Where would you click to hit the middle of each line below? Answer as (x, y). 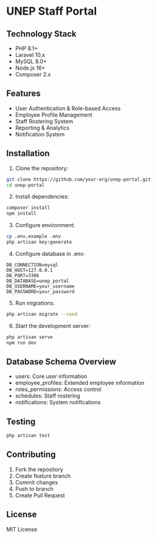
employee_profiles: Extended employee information (80, 383)
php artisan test (28, 436)
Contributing (31, 455)
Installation (28, 154)
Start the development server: (53, 325)
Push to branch (34, 489)
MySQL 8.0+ (31, 61)
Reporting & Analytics (42, 128)
